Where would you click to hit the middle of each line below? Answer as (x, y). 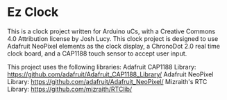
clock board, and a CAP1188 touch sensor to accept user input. (97, 53)
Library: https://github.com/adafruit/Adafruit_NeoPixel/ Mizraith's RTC (107, 81)
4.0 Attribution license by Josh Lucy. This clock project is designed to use (113, 38)
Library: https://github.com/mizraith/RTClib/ (70, 89)
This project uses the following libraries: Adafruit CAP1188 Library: (102, 67)
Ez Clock (33, 12)
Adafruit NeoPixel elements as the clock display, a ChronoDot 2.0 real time (114, 46)
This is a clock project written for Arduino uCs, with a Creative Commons (111, 31)
